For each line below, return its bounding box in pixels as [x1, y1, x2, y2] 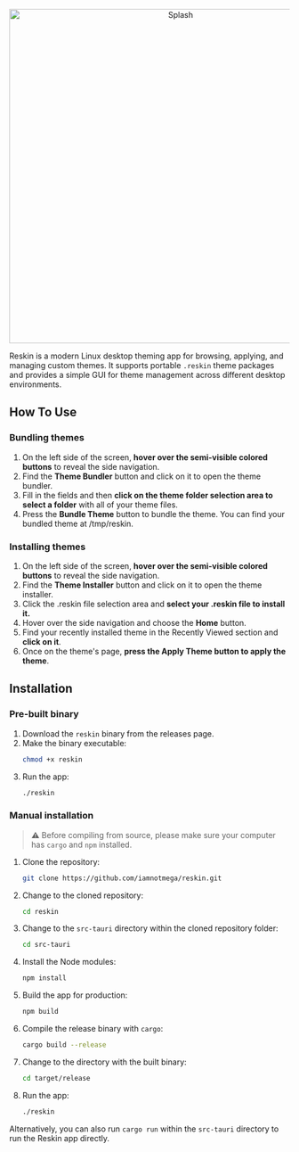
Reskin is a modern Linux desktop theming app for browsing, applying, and [9, 350, 284, 361]
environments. [9, 379, 62, 390]
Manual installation [9, 810, 94, 822]
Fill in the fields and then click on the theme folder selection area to [21, 490, 273, 500]
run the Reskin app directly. [9, 1132, 109, 1143]
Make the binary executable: [21, 737, 127, 748]
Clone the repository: [21, 856, 101, 867]
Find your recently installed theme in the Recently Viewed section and [21, 627, 279, 638]
